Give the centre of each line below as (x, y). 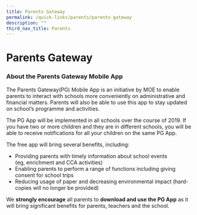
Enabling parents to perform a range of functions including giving (95, 168)
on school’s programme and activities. (53, 109)
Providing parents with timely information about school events (91, 156)
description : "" (26, 23)
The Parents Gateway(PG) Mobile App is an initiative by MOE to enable (93, 90)
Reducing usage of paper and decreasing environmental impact (93, 181)
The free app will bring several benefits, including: (68, 145)
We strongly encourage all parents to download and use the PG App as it (97, 199)
